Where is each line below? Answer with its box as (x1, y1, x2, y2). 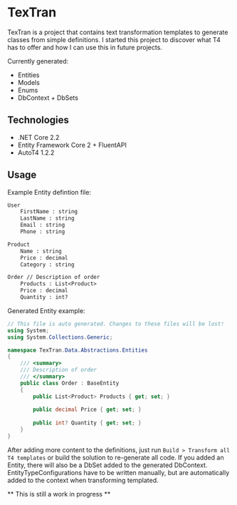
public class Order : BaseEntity (20, 379, 120, 387)
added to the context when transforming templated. (7, 476, 159, 484)
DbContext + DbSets (17, 93, 78, 102)
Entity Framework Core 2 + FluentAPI (17, 141, 127, 149)
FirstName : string (20, 208, 78, 215)
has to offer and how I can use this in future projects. (7, 43, 162, 51)
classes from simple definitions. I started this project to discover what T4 (7, 35, 221, 44)
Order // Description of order (7, 274, 100, 281)
